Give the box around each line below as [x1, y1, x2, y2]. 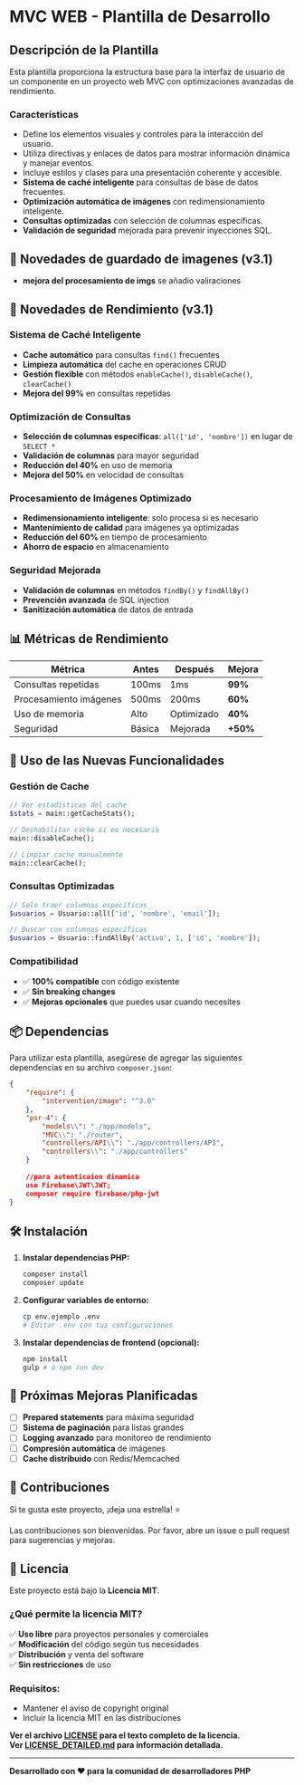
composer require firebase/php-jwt [25, 1189, 160, 1198]
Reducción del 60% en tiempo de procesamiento [22, 532, 208, 542]
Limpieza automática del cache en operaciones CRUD [22, 359, 227, 369]
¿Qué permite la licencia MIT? [9, 1607, 143, 1620]
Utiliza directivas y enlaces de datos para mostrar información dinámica [22, 148, 290, 159]
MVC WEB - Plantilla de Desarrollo [9, 6, 271, 27]
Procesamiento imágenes [14, 693, 122, 705]
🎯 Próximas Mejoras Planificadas [9, 1387, 199, 1403]
